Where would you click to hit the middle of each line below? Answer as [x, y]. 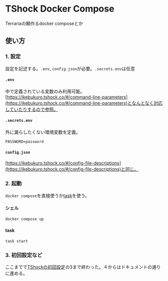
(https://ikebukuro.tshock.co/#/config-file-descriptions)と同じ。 [72, 169]
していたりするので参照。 [32, 109]
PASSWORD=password [24, 142]
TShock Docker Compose [60, 9]
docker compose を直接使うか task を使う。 [47, 196]
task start [17, 241]
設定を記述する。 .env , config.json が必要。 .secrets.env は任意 [70, 68]
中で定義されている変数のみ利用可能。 [45, 91]
